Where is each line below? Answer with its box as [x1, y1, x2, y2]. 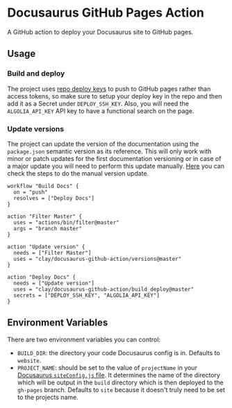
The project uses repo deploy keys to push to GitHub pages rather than [7, 85, 211, 93]
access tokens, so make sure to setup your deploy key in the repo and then [7, 92, 222, 100]
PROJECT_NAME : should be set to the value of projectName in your [17, 363, 198, 372]
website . [17, 356, 42, 364]
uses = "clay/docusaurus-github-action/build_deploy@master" [13, 286, 194, 293]
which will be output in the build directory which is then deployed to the [17, 378, 224, 386]
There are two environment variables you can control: [7, 335, 161, 343]
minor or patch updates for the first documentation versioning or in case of [7, 154, 222, 162]
